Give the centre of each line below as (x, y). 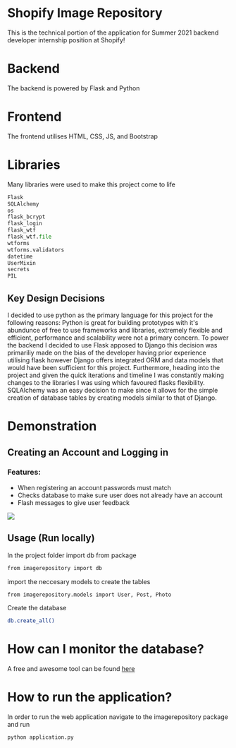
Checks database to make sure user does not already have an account (120, 495)
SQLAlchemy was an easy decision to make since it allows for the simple (113, 390)
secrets (19, 270)
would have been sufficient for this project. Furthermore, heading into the (114, 367)
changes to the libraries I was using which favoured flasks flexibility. (106, 382)
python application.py (41, 737)
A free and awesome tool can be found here (71, 669)
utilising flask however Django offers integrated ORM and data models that (115, 360)
